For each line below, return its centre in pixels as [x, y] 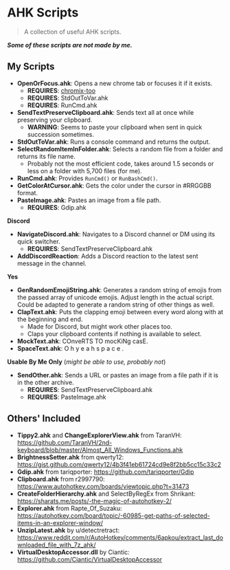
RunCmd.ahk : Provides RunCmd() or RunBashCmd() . [87, 178]
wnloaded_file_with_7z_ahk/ [56, 545]
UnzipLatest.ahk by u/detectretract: [68, 530]
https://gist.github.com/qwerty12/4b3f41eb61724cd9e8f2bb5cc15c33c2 [119, 464]
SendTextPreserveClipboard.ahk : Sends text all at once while [105, 112]
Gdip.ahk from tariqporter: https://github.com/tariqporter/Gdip [105, 472]
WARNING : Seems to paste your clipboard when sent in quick [115, 127]
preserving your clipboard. [55, 120]
